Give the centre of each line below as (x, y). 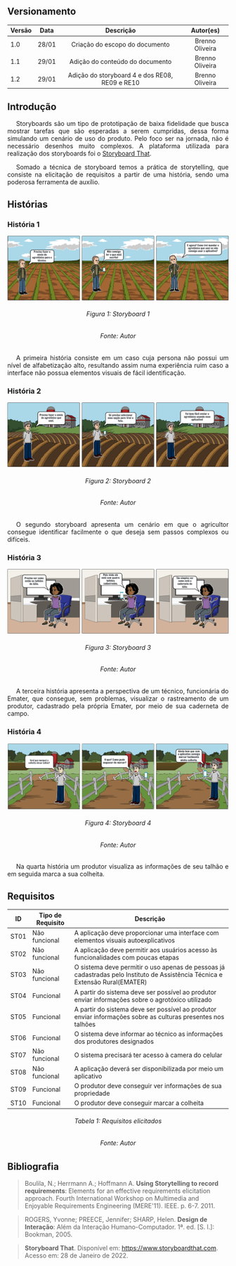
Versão (21, 30)
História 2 (24, 391)
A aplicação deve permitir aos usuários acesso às (146, 950)
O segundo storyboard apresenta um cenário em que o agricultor (123, 525)
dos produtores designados (114, 1042)
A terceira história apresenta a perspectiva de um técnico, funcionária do (123, 691)
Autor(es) (205, 30)
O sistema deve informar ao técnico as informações (149, 1034)
